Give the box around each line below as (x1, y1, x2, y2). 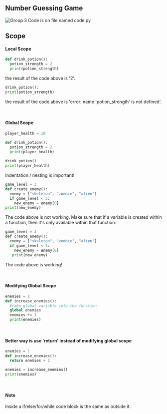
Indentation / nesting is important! (5, 172, 75, 178)
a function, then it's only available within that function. (5, 220, 116, 226)
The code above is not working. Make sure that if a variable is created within (5, 214, 162, 220)
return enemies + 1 (9, 358, 50, 363)
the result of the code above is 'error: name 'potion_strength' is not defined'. (5, 99, 162, 105)
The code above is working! (5, 261, 62, 267)
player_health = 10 (5, 131, 46, 136)
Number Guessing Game (5, 4, 83, 13)
